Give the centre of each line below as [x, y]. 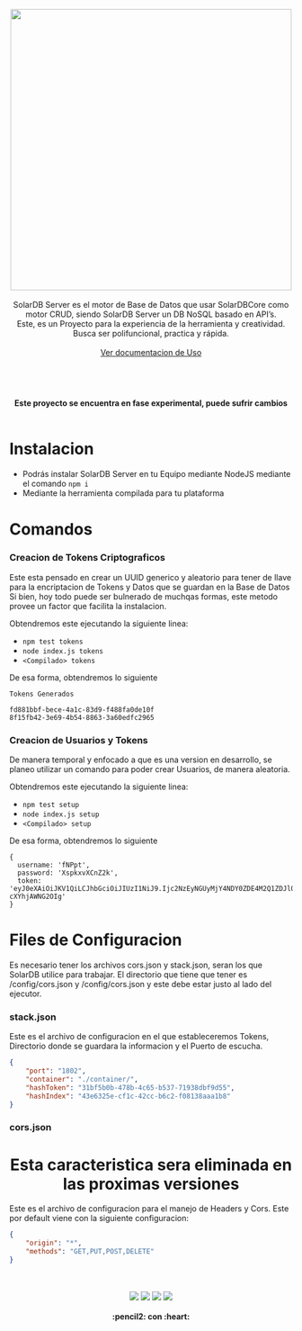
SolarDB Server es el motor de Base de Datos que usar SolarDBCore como [151, 305]
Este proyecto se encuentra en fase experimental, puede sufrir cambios [151, 403]
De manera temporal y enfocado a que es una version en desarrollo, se [141, 760]
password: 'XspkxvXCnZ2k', [68, 873]
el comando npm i [55, 484]
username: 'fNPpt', [54, 865]
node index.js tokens [62, 651]
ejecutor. [26, 994]
